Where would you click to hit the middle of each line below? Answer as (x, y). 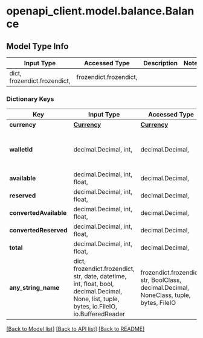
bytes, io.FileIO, (95, 307)
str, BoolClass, (161, 280)
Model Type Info (37, 46)
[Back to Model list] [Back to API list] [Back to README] (76, 329)
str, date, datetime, (100, 276)
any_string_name (34, 288)
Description (161, 63)
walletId (21, 150)
